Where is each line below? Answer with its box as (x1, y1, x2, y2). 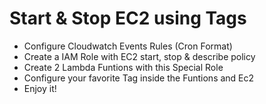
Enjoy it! (23, 82, 57, 94)
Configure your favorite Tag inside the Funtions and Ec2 (23, 72, 255, 84)
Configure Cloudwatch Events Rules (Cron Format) (23, 40, 233, 52)
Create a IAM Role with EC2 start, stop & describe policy (23, 50, 256, 62)
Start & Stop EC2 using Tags (9, 7, 247, 30)
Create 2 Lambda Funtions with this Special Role (23, 61, 224, 73)
